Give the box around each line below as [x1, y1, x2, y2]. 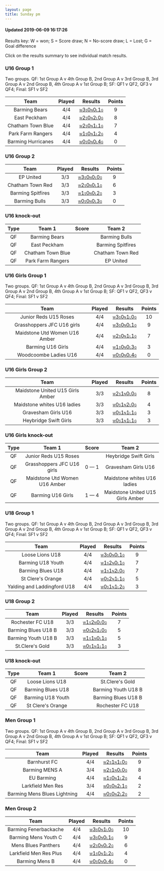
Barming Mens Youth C [9, 834, 62, 841]
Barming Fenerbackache [7, 826, 64, 833]
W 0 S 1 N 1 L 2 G [101, 583, 125, 590]
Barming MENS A [22, 766, 62, 773]
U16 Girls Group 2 [5, 366, 47, 373]
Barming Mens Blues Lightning [7, 790, 78, 797]
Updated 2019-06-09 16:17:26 [5, 27, 68, 33]
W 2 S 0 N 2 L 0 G [79, 114, 103, 121]
